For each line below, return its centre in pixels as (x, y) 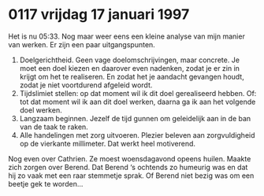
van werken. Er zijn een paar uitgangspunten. (82, 44)
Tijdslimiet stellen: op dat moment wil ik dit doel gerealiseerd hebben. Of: (138, 93)
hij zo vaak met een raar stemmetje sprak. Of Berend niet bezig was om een (131, 176)
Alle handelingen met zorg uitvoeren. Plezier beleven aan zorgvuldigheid (137, 135)
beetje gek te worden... (46, 183)
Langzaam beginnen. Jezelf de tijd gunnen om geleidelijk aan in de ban (135, 118)
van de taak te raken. (54, 127)
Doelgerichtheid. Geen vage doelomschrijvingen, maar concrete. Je (130, 60)
